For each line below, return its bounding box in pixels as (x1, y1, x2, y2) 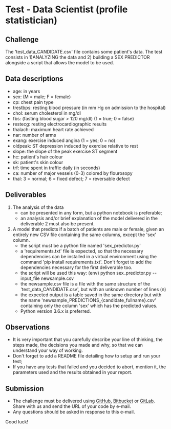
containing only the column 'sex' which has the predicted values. (20, 302, 158, 309)
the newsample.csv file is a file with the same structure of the (20, 280, 150, 287)
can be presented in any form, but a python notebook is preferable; (20, 209, 162, 216)
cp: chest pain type (12, 99, 54, 105)
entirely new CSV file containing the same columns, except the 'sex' (12, 231, 157, 238)
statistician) (5, 14, 57, 26)
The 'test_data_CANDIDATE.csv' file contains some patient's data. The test (5, 49, 163, 55)
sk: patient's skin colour (12, 159, 63, 165)
